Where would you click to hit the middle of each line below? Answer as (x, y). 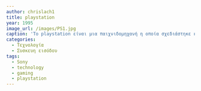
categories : (21, 40)
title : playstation (31, 17)
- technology (28, 67)
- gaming (22, 73)
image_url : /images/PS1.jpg (41, 28)
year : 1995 (20, 23)
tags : (13, 56)
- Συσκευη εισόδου (35, 51)
